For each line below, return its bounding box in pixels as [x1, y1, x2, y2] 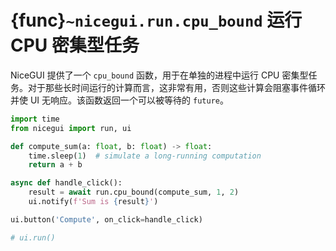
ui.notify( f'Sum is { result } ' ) [28, 197, 159, 207]
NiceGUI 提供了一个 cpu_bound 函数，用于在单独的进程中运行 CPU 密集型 [10, 69, 309, 81]
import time [10, 114, 60, 124]
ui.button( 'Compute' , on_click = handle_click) [10, 214, 203, 225]
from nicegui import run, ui [10, 123, 132, 133]
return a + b [28, 160, 83, 170]
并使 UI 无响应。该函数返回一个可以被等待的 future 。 [10, 94, 229, 106]
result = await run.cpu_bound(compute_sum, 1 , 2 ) [28, 187, 240, 198]
